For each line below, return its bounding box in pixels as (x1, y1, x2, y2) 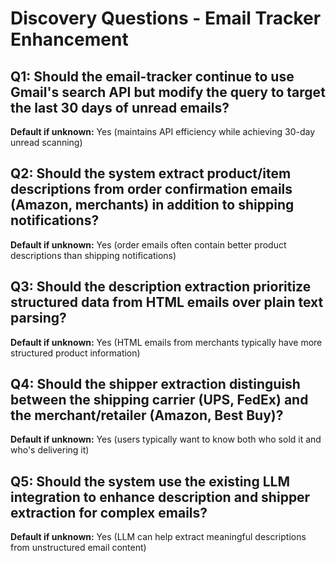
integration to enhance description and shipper (10, 488, 311, 506)
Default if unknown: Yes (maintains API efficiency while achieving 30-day (10, 126, 316, 137)
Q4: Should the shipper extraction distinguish (10, 376, 301, 393)
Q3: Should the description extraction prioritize (10, 278, 312, 296)
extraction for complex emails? (10, 504, 208, 521)
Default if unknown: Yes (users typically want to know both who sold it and (10, 433, 322, 446)
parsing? (10, 310, 67, 327)
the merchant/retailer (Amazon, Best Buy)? (10, 407, 284, 424)
